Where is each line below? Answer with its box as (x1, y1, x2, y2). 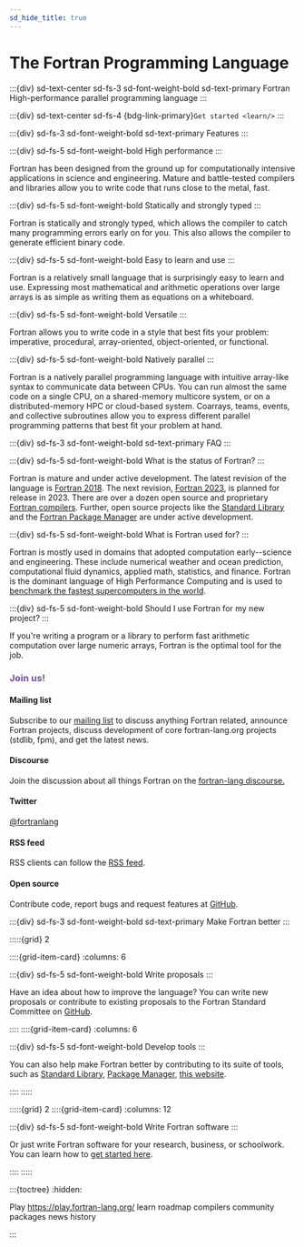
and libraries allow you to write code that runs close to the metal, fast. (9, 182, 270, 193)
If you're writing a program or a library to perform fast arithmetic (9, 629, 250, 641)
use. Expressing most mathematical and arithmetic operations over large (9, 281, 280, 292)
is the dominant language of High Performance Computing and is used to (9, 575, 283, 587)
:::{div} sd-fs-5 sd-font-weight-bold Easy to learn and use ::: (9, 254, 235, 265)
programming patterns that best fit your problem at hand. (9, 419, 223, 430)
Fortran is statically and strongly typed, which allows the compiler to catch (9, 217, 288, 228)
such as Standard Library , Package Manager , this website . (9, 1068, 227, 1079)
